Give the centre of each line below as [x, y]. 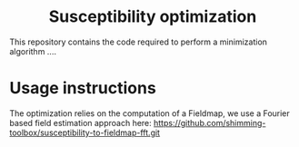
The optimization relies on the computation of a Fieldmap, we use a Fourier [150, 113]
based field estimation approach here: [80, 122]
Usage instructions [83, 88]
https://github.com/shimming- [209, 122]
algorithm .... [33, 51]
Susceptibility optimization [153, 17]
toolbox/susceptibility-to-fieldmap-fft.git [85, 132]
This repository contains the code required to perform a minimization [139, 42]
